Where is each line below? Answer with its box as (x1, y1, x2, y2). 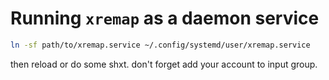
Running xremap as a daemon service (10, 7, 320, 30)
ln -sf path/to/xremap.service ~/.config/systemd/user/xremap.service (10, 40, 311, 50)
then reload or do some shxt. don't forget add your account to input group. (10, 58, 318, 70)
